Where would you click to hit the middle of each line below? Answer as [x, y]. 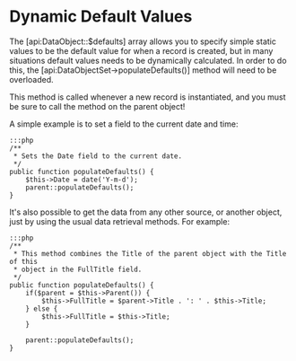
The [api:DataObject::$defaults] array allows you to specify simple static [143, 41]
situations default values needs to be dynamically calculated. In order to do [148, 60]
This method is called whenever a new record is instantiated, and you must [148, 97]
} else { [42, 308]
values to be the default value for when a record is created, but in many [141, 50]
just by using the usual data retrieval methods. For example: [120, 221]
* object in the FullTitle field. [78, 269]
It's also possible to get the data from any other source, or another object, [146, 212]
